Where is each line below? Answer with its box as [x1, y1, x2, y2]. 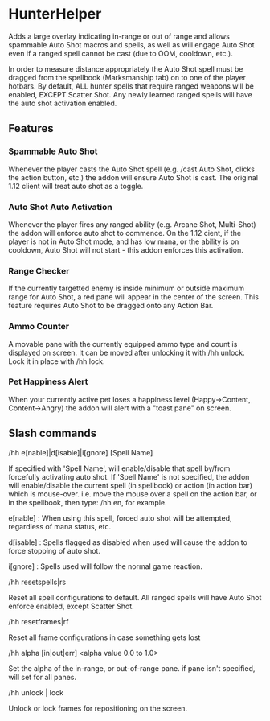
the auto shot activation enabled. [8, 98, 117, 108]
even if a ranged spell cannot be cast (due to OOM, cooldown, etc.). [8, 48, 233, 58]
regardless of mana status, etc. [8, 521, 111, 531]
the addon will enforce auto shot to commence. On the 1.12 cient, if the [8, 228, 242, 237]
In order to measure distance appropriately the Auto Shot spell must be [8, 64, 243, 73]
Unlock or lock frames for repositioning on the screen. [8, 703, 187, 713]
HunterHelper [8, 5, 102, 23]
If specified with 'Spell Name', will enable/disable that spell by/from [8, 463, 231, 473]
